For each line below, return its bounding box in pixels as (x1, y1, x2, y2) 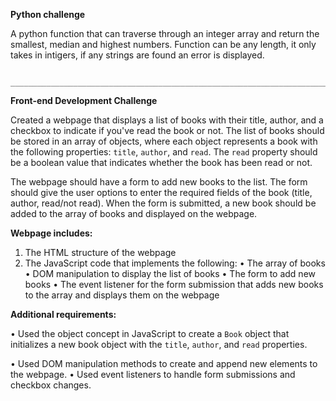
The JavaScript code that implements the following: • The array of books (24, 257, 326, 269)
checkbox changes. (10, 379, 92, 391)
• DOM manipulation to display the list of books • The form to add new (24, 268, 316, 279)
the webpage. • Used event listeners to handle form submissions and (10, 369, 296, 380)
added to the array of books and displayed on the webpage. (10, 208, 258, 219)
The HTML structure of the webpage (24, 247, 177, 258)
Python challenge (10, 9, 86, 20)
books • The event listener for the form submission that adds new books (24, 279, 324, 290)
